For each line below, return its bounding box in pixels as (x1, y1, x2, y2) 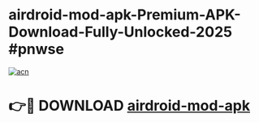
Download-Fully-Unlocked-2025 (8, 23, 233, 41)
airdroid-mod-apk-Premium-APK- (8, 6, 241, 24)
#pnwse (8, 40, 65, 58)
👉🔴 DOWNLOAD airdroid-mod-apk (8, 97, 250, 115)
